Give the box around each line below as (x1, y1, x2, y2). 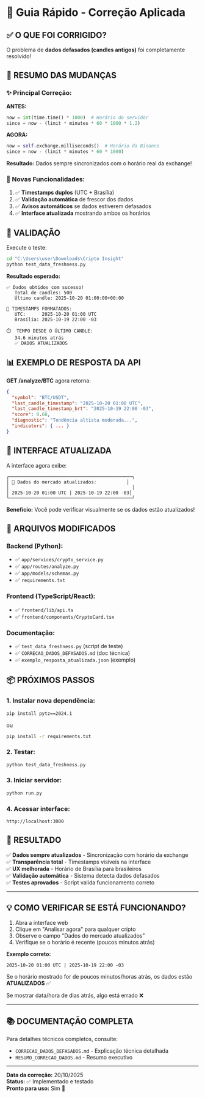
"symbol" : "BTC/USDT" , (12, 394, 70, 400)
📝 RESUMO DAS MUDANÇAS (6, 70, 117, 81)
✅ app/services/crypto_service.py (15, 556, 104, 563)
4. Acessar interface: (6, 804, 70, 813)
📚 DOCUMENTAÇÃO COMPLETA (6, 1016, 134, 1027)
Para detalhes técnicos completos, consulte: (6, 1036, 118, 1043)
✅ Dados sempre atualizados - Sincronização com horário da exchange (6, 851, 189, 859)
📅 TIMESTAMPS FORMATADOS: (6, 306, 72, 312)
